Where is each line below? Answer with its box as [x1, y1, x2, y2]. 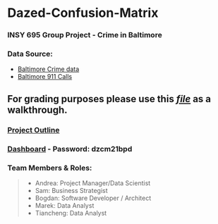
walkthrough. [7, 104, 68, 116]
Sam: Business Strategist [35, 186, 108, 194]
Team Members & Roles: [7, 163, 92, 173]
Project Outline [7, 125, 60, 135]
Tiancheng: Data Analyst [35, 209, 107, 217]
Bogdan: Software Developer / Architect [35, 194, 152, 202]
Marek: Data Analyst [35, 201, 95, 209]
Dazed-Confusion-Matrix [7, 5, 159, 21]
